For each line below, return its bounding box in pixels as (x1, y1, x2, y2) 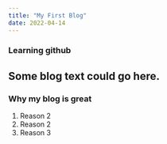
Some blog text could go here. (8, 69, 161, 83)
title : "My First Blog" (8, 11, 87, 20)
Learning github (8, 45, 72, 56)
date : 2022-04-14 (8, 19, 66, 27)
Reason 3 (19, 128, 52, 138)
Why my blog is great (8, 93, 92, 104)
